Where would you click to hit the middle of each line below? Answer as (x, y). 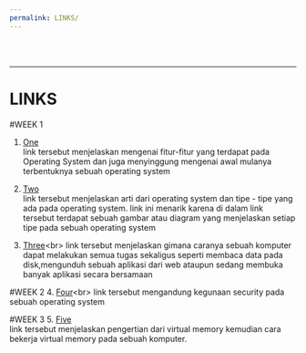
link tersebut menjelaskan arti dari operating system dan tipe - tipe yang (158, 198)
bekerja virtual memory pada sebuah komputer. (98, 338)
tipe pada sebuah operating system (89, 227)
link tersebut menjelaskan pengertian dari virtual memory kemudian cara (145, 328)
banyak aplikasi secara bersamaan (87, 274)
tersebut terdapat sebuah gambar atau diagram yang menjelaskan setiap (159, 218)
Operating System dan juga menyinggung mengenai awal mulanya (147, 161)
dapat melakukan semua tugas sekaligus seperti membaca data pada (153, 254)
